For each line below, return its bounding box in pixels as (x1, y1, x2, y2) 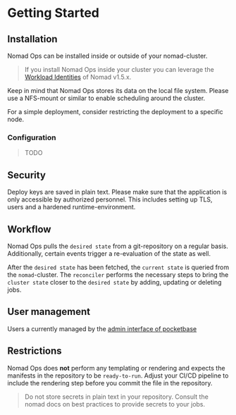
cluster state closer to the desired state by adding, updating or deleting (7, 278, 222, 286)
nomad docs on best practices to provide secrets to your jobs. (24, 399, 206, 408)
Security (7, 169, 46, 181)
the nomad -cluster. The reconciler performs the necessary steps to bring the (7, 270, 229, 279)
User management (7, 306, 91, 318)
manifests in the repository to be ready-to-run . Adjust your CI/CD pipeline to (7, 371, 229, 380)
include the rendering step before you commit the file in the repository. (7, 378, 213, 387)
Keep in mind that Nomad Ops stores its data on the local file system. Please (7, 87, 229, 94)
